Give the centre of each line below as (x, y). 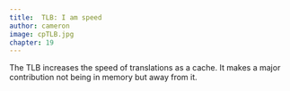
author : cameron (40, 26)
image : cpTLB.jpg (42, 34)
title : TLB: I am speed (56, 17)
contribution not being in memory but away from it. (103, 78)
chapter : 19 (31, 42)
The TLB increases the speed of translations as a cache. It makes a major (145, 68)
